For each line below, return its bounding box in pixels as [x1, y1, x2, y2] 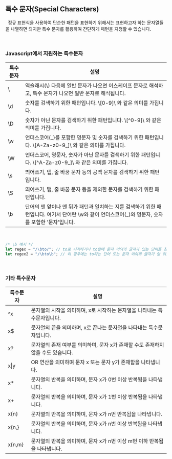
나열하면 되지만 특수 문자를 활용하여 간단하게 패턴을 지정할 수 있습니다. [10, 26, 152, 32]
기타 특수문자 [5, 274, 36, 282]
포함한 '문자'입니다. [31, 218, 75, 226]
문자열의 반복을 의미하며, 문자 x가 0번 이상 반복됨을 [31, 376, 147, 383]
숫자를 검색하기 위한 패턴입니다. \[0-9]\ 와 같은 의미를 [25, 99, 148, 107]
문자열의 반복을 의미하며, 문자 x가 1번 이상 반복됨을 [31, 393, 147, 401]
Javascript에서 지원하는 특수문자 [5, 50, 83, 57]
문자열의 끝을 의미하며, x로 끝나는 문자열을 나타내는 [31, 324, 147, 331]
